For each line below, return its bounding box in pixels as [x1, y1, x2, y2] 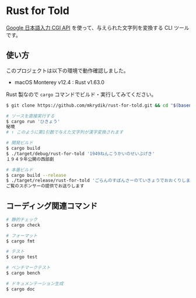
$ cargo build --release [6, 172, 66, 178]
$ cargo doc [6, 286, 35, 292]
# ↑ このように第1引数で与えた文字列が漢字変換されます [6, 129, 124, 135]
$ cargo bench [6, 270, 41, 276]
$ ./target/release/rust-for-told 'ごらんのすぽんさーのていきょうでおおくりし [6, 177, 187, 184]
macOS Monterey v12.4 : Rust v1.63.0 [14, 78, 105, 85]
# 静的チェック [6, 217, 38, 222]
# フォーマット [6, 232, 38, 238]
